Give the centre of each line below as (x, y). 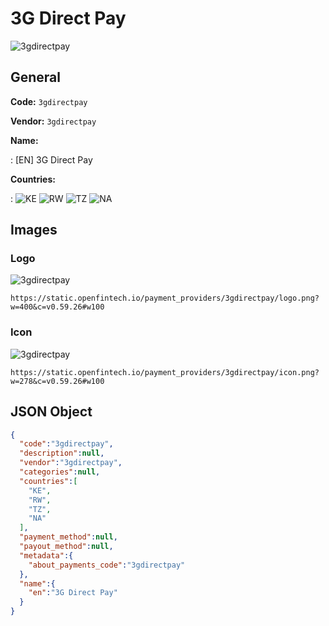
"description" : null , (62, 453)
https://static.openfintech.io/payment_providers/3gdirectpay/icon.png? (165, 372)
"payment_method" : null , (68, 537)
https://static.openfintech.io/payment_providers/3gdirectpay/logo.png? (165, 298)
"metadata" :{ (46, 555)
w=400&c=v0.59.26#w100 (57, 307)
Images (34, 230)
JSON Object (51, 412)
